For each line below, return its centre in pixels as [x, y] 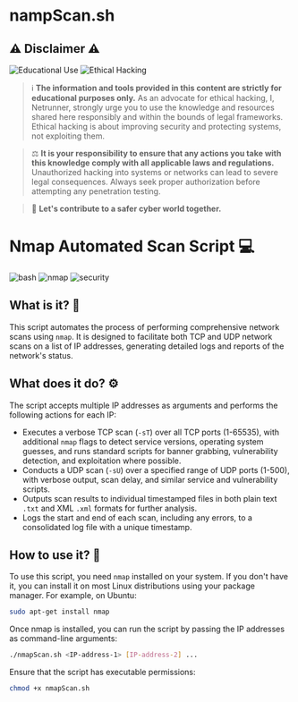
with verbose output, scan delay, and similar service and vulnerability [150, 479]
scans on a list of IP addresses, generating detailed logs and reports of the [147, 346]
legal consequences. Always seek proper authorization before [146, 182]
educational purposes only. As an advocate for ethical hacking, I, [153, 98]
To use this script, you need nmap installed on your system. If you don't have [149, 577]
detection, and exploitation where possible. [102, 461]
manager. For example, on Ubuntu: [73, 596]
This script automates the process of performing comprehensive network [145, 326]
